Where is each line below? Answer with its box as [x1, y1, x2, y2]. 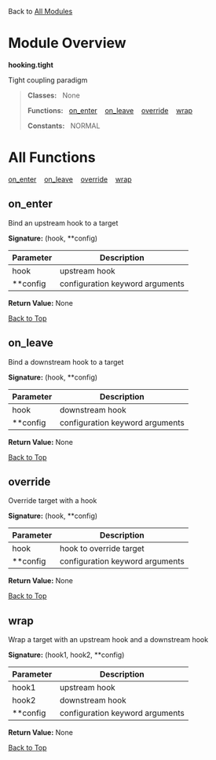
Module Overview [8, 35, 127, 52]
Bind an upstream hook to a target [8, 218, 119, 227]
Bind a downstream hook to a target [8, 357, 124, 366]
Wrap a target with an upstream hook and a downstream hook [8, 635, 209, 644]
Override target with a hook [8, 496, 97, 505]
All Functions [8, 149, 96, 167]
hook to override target [59, 543, 145, 554]
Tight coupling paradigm [8, 75, 88, 85]
